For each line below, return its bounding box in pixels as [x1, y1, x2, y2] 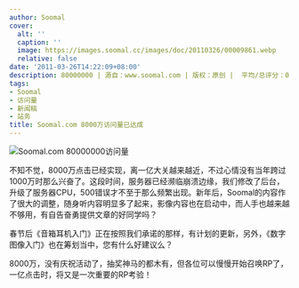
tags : [9, 79, 29, 88]
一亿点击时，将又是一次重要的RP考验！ [9, 269, 152, 280]
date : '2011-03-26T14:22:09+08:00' [9, 63, 141, 72]
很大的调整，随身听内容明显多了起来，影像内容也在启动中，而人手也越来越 [16, 198, 290, 209]
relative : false [17, 54, 77, 63]
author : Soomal [9, 12, 66, 22]
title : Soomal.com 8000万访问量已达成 [9, 121, 144, 130]
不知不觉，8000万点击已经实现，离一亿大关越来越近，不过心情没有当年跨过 [9, 165, 287, 175]
